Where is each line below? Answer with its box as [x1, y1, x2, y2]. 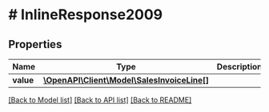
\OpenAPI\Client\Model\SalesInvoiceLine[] [42, 74, 210, 86]
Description [216, 62, 263, 72]
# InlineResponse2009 [8, 6, 163, 24]
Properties [8, 38, 62, 51]
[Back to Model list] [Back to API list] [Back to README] [8, 95, 192, 105]
